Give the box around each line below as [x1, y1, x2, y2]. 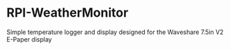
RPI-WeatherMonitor [6, 5, 129, 21]
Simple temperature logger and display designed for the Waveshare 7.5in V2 [6, 28, 224, 36]
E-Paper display [6, 35, 53, 43]
